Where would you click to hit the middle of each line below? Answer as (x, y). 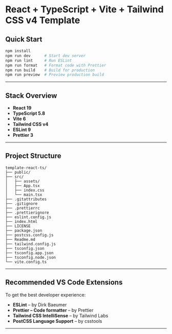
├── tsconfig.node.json (31, 257)
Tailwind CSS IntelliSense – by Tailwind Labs (60, 316)
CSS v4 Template (43, 20)
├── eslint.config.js (28, 217)
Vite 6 (19, 119)
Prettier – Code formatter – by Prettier (53, 310)
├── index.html (21, 221)
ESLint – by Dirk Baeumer (40, 305)
